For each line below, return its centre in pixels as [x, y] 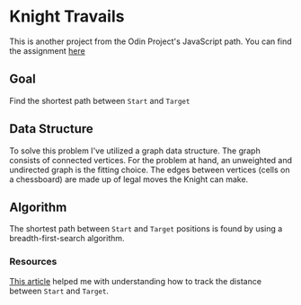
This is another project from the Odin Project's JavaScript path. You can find [150, 41]
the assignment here [47, 50]
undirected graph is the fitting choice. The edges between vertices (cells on [150, 170]
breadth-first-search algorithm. [67, 239]
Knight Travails [67, 17]
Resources [33, 262]
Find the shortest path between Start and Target [100, 100]
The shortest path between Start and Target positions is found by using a [146, 229]
